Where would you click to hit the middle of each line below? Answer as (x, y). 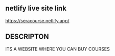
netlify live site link (36, 8)
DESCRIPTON (27, 37)
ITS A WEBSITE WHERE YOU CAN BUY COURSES (57, 49)
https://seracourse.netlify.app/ (38, 20)
